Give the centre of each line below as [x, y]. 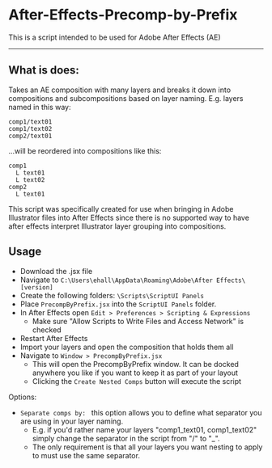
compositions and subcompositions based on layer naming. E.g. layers [126, 98]
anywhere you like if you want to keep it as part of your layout [135, 373]
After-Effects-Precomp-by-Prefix [123, 15]
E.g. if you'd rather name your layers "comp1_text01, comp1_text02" [144, 429]
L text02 [30, 179]
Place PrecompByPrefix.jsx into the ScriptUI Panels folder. [118, 304]
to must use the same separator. [86, 455]
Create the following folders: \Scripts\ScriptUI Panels [112, 295]
